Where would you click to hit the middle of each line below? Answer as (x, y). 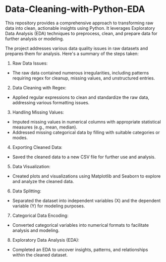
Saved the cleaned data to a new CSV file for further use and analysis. (84, 157)
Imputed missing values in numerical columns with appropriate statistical (86, 122)
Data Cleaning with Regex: (39, 87)
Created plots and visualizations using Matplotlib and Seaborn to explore (86, 176)
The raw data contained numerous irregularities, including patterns (81, 72)
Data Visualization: (31, 166)
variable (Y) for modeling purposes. (49, 206)
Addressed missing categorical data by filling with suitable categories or (86, 132)
